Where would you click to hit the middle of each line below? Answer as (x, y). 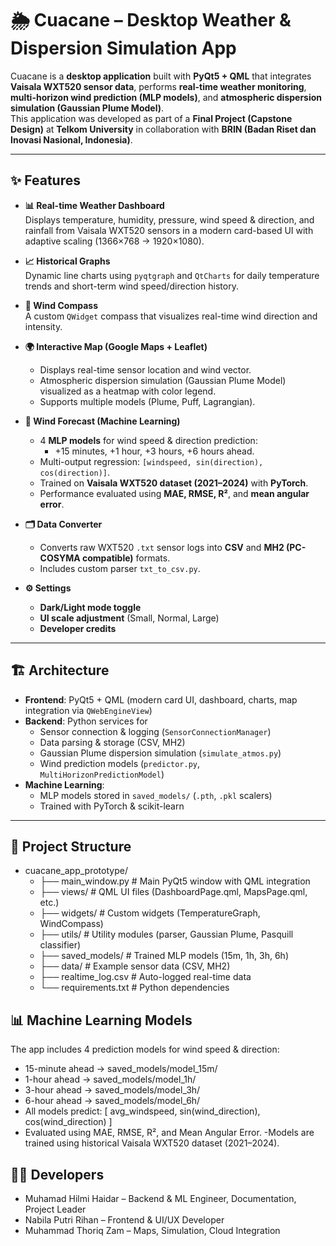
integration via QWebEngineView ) (88, 710)
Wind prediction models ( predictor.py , (120, 763)
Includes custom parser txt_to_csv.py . (120, 568)
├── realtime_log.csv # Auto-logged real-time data (145, 977)
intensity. (43, 326)
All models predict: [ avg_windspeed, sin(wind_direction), (142, 1111)
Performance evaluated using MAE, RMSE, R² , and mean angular (174, 493)
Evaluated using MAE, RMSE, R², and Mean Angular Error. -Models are (169, 1133)
